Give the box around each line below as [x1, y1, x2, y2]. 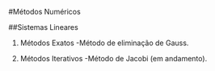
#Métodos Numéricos [8, 7, 81, 16]
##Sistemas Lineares [8, 23, 78, 31]
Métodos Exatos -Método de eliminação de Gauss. [19, 38, 189, 48]
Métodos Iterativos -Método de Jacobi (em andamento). [19, 54, 208, 63]
